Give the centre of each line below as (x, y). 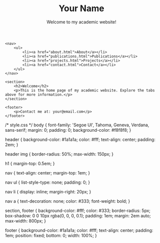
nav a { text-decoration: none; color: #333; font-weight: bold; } (68, 201)
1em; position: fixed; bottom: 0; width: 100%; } (51, 235)
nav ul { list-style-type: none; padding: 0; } (48, 182)
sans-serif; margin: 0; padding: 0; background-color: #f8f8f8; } (68, 130)
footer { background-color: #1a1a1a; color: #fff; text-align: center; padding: (79, 230)
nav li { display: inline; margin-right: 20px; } (48, 191)
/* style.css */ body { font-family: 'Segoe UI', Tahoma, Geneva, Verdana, (77, 125)
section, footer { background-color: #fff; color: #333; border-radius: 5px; (78, 210)
